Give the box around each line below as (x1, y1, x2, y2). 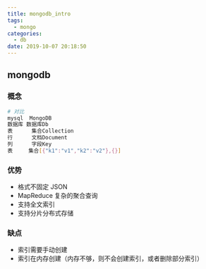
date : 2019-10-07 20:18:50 (7, 43, 87, 50)
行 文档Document (7, 134, 68, 142)
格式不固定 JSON (17, 182, 68, 191)
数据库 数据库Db (7, 121, 49, 128)
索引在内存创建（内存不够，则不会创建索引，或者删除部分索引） (17, 254, 203, 263)
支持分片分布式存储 (17, 209, 74, 218)
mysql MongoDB (7, 114, 52, 122)
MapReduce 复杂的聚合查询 (17, 192, 98, 200)
